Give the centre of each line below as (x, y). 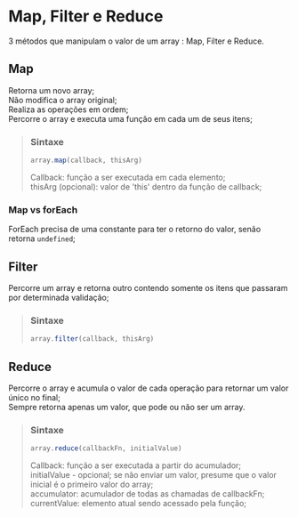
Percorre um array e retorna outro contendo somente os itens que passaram (148, 288)
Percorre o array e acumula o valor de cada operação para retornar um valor (149, 388)
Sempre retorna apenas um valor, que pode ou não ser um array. (127, 408)
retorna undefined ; (42, 238)
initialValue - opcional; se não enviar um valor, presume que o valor (153, 475)
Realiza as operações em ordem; (68, 109)
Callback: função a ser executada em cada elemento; (128, 177)
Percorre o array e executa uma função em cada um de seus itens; (130, 118)
